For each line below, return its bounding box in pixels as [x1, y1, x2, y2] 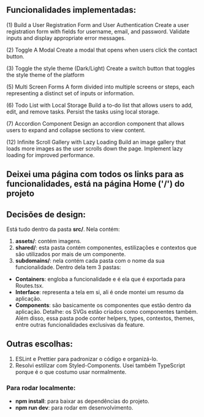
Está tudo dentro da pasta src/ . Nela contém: [6, 225, 121, 233]
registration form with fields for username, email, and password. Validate [6, 28, 190, 35]
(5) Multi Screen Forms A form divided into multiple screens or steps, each [6, 83, 195, 90]
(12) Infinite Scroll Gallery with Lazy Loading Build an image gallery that [6, 138, 186, 146]
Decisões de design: [6, 209, 86, 220]
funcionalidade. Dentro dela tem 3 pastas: [15, 263, 121, 271]
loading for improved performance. [6, 151, 95, 158]
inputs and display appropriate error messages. [6, 34, 126, 42]
